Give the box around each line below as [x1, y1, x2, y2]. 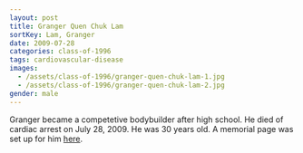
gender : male [9, 89, 59, 98]
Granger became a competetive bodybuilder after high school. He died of [9, 114, 284, 125]
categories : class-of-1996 [9, 47, 112, 56]
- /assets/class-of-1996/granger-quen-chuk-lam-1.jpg [17, 72, 225, 81]
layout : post [9, 13, 59, 23]
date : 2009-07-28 [9, 38, 75, 48]
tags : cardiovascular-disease [9, 55, 124, 64]
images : [9, 64, 39, 73]
